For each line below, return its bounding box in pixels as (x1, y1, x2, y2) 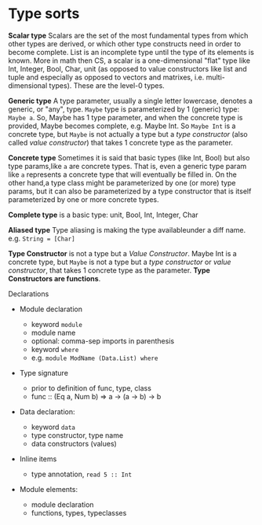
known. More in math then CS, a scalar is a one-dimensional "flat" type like (8, 56, 251, 65)
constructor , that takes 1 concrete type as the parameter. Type (8, 265, 210, 275)
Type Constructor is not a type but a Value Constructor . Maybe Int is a (8, 248, 237, 258)
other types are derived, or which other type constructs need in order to (8, 39, 242, 48)
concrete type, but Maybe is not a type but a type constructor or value (8, 257, 231, 266)
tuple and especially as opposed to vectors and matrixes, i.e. (8, 72, 205, 82)
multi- (206, 72, 226, 82)
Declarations (8, 288, 49, 299)
